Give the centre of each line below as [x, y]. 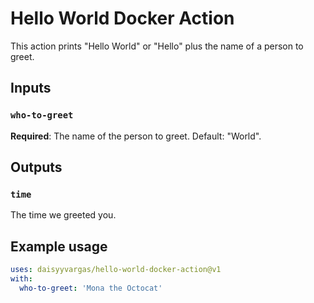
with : [21, 279]
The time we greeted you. [63, 215]
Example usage [59, 246]
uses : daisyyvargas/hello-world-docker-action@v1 [116, 270]
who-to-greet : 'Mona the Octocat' [91, 288]
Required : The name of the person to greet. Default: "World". [136, 136]
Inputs [31, 88]
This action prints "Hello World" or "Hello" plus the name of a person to [157, 46]
